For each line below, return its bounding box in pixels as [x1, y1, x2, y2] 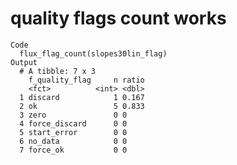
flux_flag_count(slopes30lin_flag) [19, 48, 168, 59]
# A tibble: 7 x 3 [19, 66, 97, 76]
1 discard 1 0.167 [19, 92, 145, 102]
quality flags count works [10, 7, 227, 30]
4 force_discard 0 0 [19, 118, 128, 129]
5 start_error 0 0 [19, 127, 128, 137]
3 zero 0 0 [19, 110, 128, 120]
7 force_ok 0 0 [19, 145, 128, 155]
